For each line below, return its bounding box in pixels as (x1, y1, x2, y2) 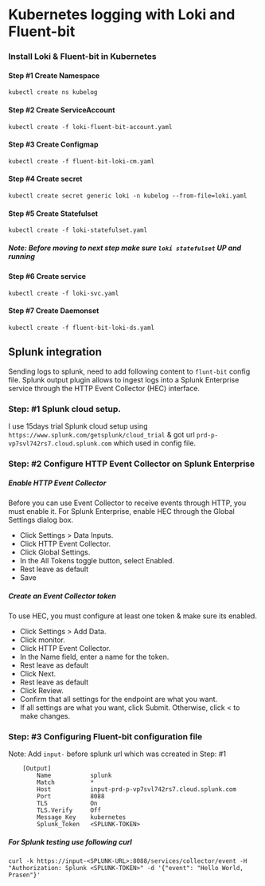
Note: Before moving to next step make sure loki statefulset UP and (8, 243, 242, 253)
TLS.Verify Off (37, 806, 102, 814)
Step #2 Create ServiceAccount (8, 105, 115, 115)
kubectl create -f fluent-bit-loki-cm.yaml (8, 157, 155, 165)
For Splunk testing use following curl (8, 837, 133, 846)
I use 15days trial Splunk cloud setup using (8, 421, 148, 431)
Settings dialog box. (8, 515, 74, 524)
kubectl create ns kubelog (8, 88, 98, 96)
